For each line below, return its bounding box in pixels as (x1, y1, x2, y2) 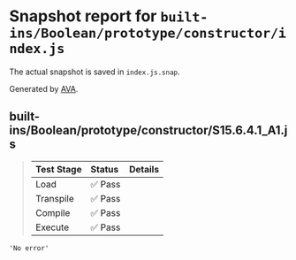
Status (90, 163, 119, 175)
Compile (34, 206, 71, 218)
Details (129, 163, 160, 175)
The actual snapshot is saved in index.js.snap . (9, 66, 180, 77)
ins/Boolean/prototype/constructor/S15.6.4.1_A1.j (9, 123, 288, 138)
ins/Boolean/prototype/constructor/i (9, 25, 287, 42)
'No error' (9, 243, 49, 253)
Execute (34, 221, 70, 233)
